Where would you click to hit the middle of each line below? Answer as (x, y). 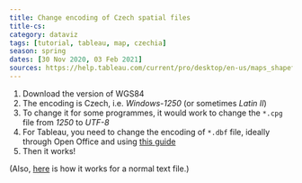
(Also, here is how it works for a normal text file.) (99, 169)
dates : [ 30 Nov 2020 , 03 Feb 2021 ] (76, 59)
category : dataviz (44, 34)
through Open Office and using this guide (99, 142)
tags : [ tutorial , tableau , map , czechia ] (88, 43)
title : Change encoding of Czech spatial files (100, 18)
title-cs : (28, 26)
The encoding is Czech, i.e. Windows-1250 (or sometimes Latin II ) (144, 103)
